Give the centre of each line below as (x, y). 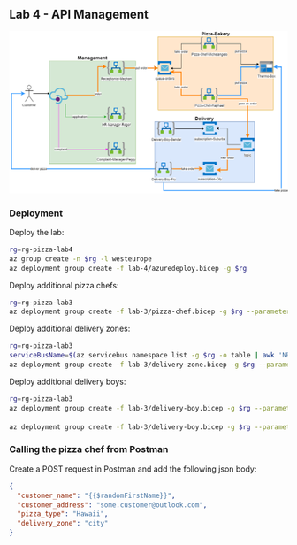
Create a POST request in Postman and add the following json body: (133, 469)
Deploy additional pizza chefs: (64, 285)
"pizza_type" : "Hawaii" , (63, 514)
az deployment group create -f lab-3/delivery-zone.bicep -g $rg (132, 365)
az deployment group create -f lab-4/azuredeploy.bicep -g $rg (128, 268)
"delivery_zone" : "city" (63, 524)
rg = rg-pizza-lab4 (41, 249)
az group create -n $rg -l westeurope (80, 259)
